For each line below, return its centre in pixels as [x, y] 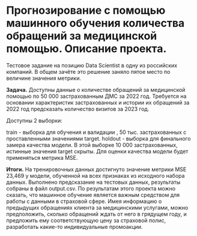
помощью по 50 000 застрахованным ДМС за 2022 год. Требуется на [96, 96]
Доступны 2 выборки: [35, 120]
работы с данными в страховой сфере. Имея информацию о [84, 201]
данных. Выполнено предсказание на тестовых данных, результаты [93, 182]
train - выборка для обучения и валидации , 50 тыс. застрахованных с [96, 132]
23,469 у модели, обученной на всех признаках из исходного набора [95, 175]
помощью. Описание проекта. [86, 49]
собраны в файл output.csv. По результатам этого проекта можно [91, 188]
